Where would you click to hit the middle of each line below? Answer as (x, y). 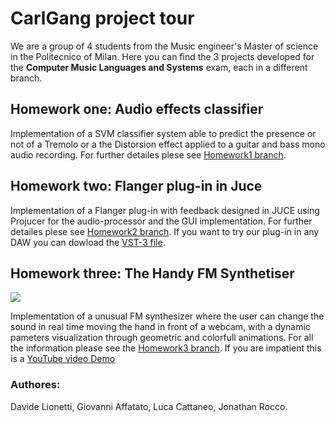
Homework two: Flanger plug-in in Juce (136, 186)
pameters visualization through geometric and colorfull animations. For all (162, 338)
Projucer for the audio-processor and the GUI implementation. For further (161, 221)
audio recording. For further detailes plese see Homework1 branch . (148, 154)
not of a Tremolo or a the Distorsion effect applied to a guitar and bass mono (168, 144)
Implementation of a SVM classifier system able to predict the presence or (163, 133)
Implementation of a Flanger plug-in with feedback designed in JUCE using (165, 210)
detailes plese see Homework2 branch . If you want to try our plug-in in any (165, 231)
